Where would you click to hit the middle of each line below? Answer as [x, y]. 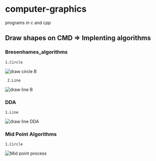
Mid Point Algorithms [31, 134]
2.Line [14, 80]
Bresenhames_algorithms [36, 52]
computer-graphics [46, 9]
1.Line [12, 112]
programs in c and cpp [28, 23]
